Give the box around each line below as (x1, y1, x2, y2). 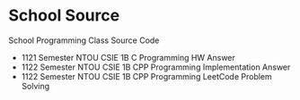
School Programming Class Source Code (8, 35, 160, 46)
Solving (21, 80, 50, 91)
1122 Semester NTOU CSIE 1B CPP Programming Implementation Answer (21, 62, 291, 72)
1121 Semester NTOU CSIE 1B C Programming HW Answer (21, 52, 235, 62)
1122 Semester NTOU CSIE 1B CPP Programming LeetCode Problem (21, 71, 273, 81)
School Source (8, 5, 120, 26)
